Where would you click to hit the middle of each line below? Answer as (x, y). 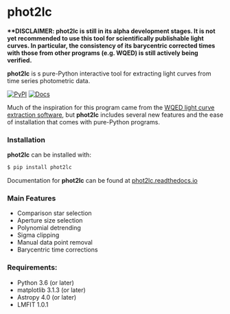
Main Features (32, 199)
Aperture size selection (50, 221)
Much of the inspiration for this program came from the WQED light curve (111, 107)
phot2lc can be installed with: (49, 155)
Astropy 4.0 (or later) (47, 297)
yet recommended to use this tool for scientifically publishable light (105, 38)
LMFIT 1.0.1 (33, 304)
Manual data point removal (55, 243)
